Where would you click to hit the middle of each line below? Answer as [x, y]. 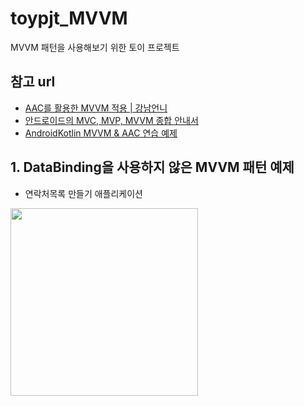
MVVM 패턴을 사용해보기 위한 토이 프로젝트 [95, 47]
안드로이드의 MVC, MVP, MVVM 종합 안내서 [111, 120]
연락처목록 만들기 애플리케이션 [83, 193]
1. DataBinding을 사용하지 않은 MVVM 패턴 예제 [152, 167]
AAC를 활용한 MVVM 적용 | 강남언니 [96, 108]
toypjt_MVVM [69, 18]
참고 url [33, 82]
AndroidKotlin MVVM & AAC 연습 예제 [101, 133]
